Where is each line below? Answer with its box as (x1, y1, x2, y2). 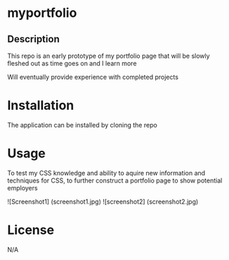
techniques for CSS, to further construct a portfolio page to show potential (7, 176, 223, 185)
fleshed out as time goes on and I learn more (7, 59, 137, 68)
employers (7, 183, 38, 192)
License (7, 222, 55, 238)
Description (7, 33, 60, 45)
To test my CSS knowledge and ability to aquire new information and (7, 168, 206, 177)
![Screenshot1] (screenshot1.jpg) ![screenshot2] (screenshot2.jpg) (7, 197, 199, 206)
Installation (7, 97, 74, 113)
